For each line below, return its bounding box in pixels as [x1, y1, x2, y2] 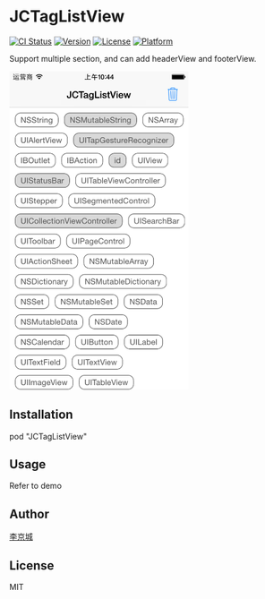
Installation [9, 407, 73, 423]
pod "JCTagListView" [9, 431, 88, 441]
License [9, 558, 55, 573]
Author [9, 506, 49, 521]
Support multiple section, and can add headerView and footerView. [9, 53, 257, 64]
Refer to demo [9, 481, 63, 492]
